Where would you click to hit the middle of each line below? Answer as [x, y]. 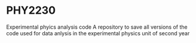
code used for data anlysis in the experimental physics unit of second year [98, 33]
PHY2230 [31, 10]
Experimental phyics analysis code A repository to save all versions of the [97, 27]
